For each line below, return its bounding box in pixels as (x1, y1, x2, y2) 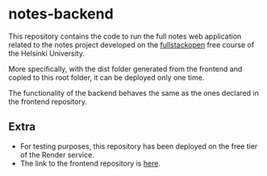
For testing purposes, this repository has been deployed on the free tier (19, 141, 258, 151)
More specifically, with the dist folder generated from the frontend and (8, 63, 243, 73)
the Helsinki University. (8, 48, 86, 58)
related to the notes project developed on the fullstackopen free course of (8, 39, 255, 49)
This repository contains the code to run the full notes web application (8, 31, 242, 41)
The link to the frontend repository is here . (19, 158, 161, 168)
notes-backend (8, 5, 115, 23)
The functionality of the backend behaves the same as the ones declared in (8, 88, 260, 97)
